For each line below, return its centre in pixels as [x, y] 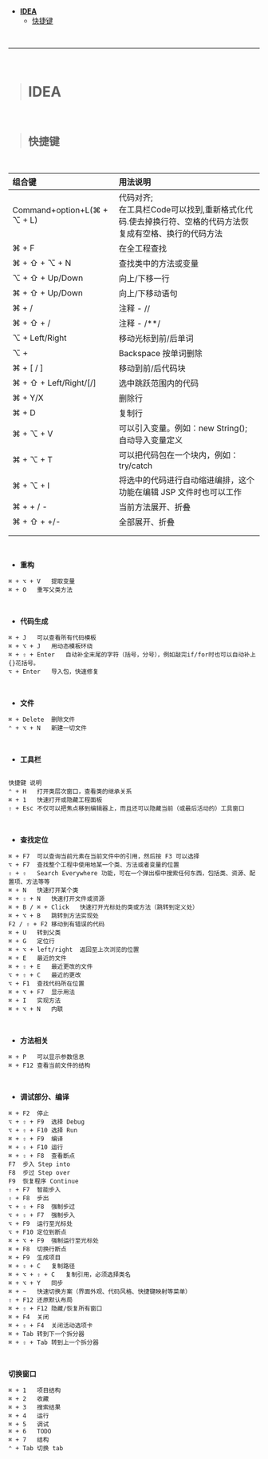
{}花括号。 [24, 663]
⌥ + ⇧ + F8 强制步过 [42, 1207]
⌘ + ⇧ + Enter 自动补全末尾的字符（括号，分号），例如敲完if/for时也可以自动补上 [132, 654]
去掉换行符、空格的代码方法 [189, 221]
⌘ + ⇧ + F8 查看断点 [42, 1156]
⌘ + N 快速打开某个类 [43, 890]
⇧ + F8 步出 [29, 1198]
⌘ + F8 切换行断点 [37, 1249]
